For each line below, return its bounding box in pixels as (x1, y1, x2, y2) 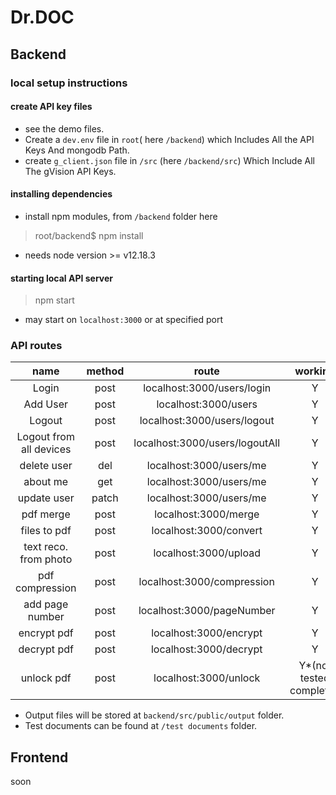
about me (23, 475, 69, 489)
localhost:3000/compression (138, 575, 275, 589)
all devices (20, 442, 72, 456)
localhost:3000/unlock (153, 671, 261, 685)
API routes (10, 339, 63, 353)
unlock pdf (20, 671, 72, 685)
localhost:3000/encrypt (151, 626, 263, 640)
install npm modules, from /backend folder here (24, 210, 218, 222)
